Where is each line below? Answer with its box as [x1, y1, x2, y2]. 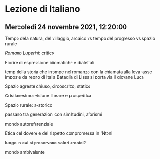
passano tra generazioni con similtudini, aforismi [5, 111, 102, 117]
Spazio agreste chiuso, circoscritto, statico [5, 83, 91, 89]
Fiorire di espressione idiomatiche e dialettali [5, 60, 95, 65]
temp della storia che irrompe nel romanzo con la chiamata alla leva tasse [5, 69, 152, 75]
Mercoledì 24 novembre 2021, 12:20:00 [5, 23, 127, 31]
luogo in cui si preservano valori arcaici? [5, 140, 86, 145]
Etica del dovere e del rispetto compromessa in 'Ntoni [5, 130, 113, 136]
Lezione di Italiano [5, 3, 80, 15]
